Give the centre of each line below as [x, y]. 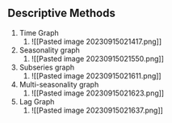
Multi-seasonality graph [59, 84]
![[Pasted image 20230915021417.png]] [96, 41]
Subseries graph [47, 67]
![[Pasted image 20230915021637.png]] [97, 110]
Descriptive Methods [62, 13]
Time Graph [39, 32]
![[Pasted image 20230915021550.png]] [98, 58]
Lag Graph [37, 101]
